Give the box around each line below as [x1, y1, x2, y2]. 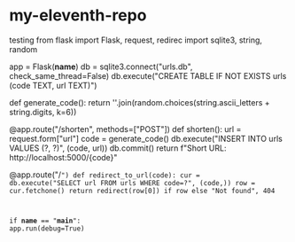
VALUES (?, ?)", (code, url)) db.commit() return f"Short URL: [9, 143, 227, 153]
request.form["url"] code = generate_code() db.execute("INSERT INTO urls [9, 133, 283, 144]
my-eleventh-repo [9, 5, 147, 26]
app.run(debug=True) [9, 223, 86, 233]
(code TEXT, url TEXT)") [9, 80, 97, 90]
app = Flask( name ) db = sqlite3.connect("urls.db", [9, 61, 193, 72]
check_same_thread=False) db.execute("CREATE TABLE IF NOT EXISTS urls [9, 70, 287, 81]
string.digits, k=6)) [9, 106, 77, 117]
